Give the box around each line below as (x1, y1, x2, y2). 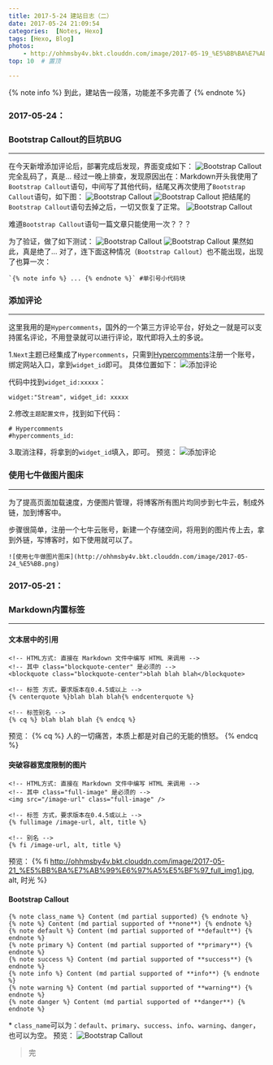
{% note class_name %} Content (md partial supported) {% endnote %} (8, 912, 249, 920)
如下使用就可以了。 (71, 535, 136, 544)
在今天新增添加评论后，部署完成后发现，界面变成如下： (8, 162, 193, 171)
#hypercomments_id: (8, 432, 75, 440)
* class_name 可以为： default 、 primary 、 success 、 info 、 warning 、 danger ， (8, 1020, 260, 1030)
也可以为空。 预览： (8, 1030, 75, 1040)
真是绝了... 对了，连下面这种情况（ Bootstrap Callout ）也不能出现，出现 (22, 247, 264, 257)
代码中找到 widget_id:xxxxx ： (8, 377, 106, 387)
